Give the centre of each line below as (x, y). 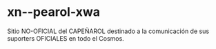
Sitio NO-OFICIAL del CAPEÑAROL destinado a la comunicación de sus (108, 31)
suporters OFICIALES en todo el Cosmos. (66, 38)
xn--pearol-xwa (53, 12)
